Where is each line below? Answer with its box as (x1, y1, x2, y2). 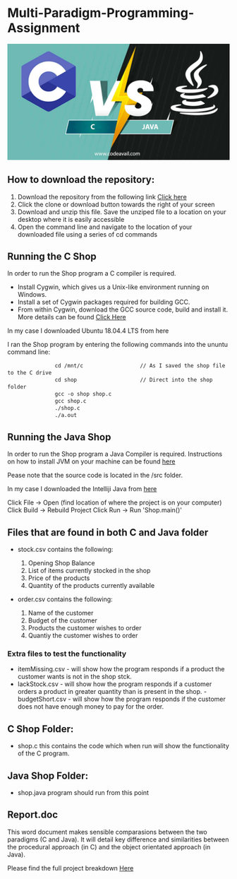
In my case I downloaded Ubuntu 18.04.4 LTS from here (7, 326, 169, 335)
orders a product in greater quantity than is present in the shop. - (17, 688, 207, 696)
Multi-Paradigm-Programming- (7, 5, 195, 21)
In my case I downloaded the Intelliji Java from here (7, 485, 157, 493)
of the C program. (17, 749, 70, 757)
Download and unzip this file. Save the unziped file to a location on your (17, 207, 226, 216)
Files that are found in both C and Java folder (7, 526, 209, 538)
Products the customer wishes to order (28, 624, 142, 632)
